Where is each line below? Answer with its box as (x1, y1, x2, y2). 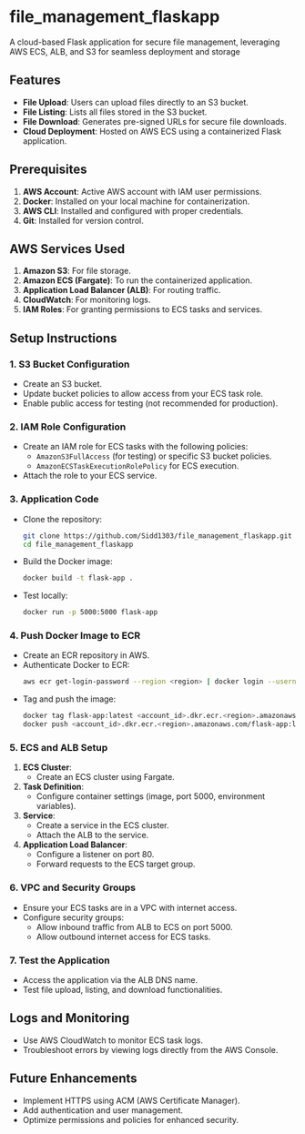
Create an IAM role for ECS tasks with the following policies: (22, 441, 249, 452)
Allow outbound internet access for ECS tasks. (36, 931, 211, 942)
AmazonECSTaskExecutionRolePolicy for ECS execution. (36, 461, 239, 471)
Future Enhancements (9, 1071, 138, 1087)
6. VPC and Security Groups (9, 881, 137, 894)
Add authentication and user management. (22, 1104, 184, 1116)
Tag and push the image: (22, 694, 117, 704)
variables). (36, 801, 76, 812)
